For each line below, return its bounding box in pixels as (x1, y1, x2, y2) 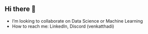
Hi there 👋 (4, 5, 36, 13)
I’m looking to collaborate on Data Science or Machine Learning (11, 18, 143, 24)
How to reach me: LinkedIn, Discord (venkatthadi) (11, 23, 114, 29)
